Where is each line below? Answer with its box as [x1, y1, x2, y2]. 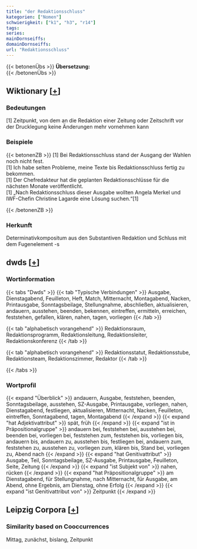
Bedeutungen [6, 104, 46, 112]
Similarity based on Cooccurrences [6, 523, 109, 531]
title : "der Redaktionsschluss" [6, 8, 85, 15]
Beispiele [6, 138, 34, 146]
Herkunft [6, 221, 32, 229]
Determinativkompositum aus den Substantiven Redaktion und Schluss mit [6, 234, 186, 241]
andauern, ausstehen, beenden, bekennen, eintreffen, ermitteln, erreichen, [6, 307, 187, 314]
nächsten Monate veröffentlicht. [6, 183, 84, 190]
